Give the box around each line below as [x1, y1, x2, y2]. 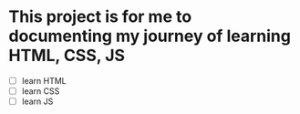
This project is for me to [8, 6, 192, 27]
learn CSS [21, 86, 60, 97]
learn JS [21, 96, 54, 107]
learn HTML [21, 75, 67, 86]
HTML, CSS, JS [8, 46, 125, 66]
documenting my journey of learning [8, 26, 291, 47]
